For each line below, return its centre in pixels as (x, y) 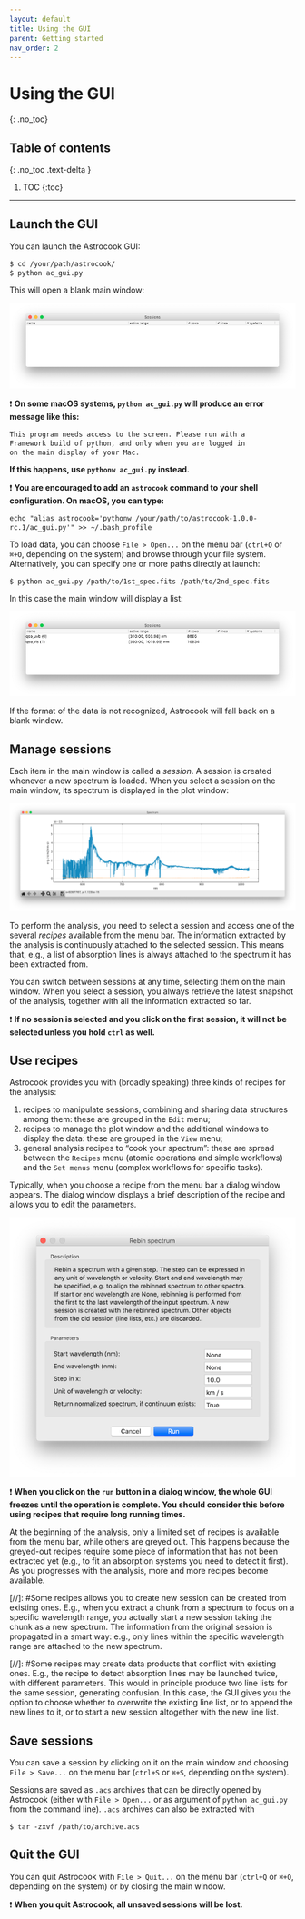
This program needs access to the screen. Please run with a (128, 434)
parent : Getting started (56, 38)
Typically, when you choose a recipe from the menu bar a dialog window (145, 1185)
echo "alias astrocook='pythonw (70, 518)
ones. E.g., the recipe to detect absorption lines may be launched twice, (144, 1674)
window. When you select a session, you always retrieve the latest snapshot (152, 991)
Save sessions (51, 1740)
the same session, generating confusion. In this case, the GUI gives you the (151, 1693)
